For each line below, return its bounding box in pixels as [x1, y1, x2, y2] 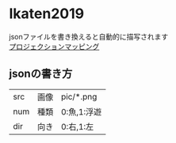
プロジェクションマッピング [9, 41, 100, 51]
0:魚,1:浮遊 [60, 106, 102, 117]
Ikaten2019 [9, 5, 85, 23]
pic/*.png [60, 91, 98, 102]
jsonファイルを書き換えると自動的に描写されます [9, 32, 169, 41]
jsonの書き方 [9, 67, 73, 81]
